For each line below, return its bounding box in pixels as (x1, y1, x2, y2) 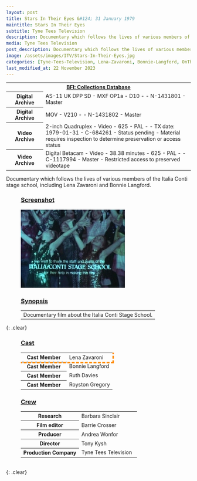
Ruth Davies (69, 372, 98, 379)
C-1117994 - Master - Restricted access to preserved (45, 156, 181, 162)
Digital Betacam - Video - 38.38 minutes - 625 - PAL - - (45, 150, 186, 157)
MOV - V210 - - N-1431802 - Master (45, 111, 142, 118)
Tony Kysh (81, 440, 107, 447)
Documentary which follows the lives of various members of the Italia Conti (6, 175, 188, 182)
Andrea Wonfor (81, 431, 118, 438)
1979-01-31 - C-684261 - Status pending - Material (45, 129, 181, 136)
